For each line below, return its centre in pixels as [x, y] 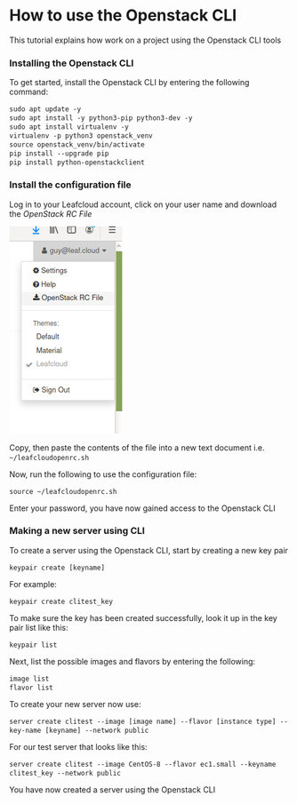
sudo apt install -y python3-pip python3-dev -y [101, 118]
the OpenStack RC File [51, 213]
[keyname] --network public [97, 730]
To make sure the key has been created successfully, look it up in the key [143, 617]
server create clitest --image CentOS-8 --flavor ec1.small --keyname [143, 764]
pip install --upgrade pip [59, 154]
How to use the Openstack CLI [123, 16]
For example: [33, 584]
